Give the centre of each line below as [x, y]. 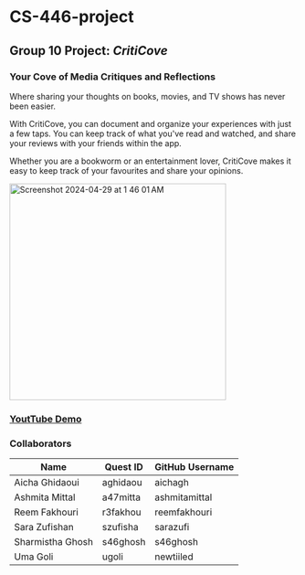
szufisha [120, 527]
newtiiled [174, 557]
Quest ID [124, 467]
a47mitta [121, 497]
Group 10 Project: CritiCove [89, 51]
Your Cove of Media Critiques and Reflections [113, 77]
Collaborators [41, 443]
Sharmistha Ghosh [54, 542]
